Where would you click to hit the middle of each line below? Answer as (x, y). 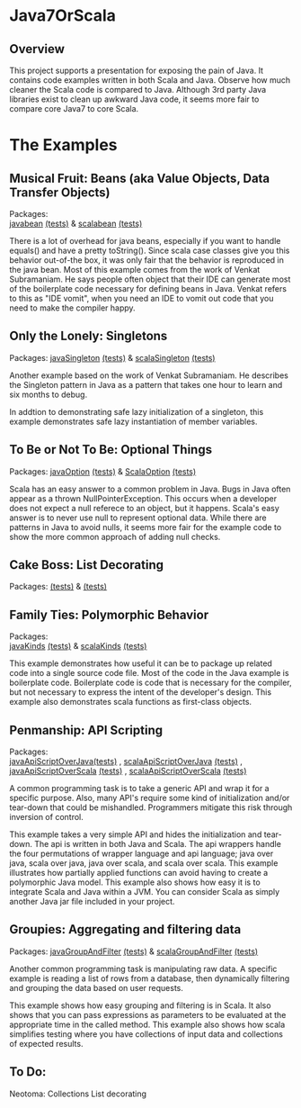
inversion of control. (46, 817)
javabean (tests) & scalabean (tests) (76, 223)
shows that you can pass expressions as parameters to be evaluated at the (148, 1014)
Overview (37, 49)
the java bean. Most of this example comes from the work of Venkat (135, 270)
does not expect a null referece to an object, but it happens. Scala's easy (145, 508)
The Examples (64, 145)
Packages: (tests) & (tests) (58, 587)
